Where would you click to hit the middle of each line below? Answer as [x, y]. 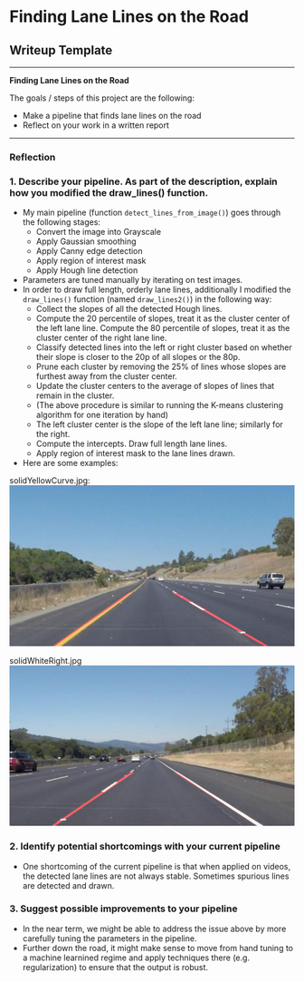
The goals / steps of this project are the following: [102, 98]
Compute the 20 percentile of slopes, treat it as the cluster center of [163, 318]
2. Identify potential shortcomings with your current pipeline [145, 847]
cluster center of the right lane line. [101, 338]
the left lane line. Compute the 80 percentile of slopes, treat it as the [163, 328]
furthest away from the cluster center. [107, 376]
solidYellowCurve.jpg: [50, 481]
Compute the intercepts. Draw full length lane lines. [132, 444]
